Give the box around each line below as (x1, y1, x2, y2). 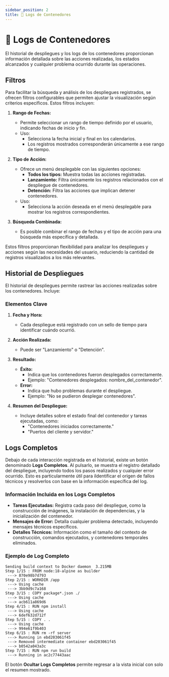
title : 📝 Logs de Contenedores (5, 12, 71, 17)
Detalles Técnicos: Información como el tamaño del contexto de (12, 529, 147, 536)
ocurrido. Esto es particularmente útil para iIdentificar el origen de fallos (5, 473, 155, 479)
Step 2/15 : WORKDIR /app (5, 577, 60, 583)
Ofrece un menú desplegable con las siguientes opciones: (20, 166, 141, 172)
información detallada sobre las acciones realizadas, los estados (5, 56, 140, 62)
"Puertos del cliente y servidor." (27, 429, 94, 435)
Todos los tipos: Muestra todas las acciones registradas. (27, 171, 146, 177)
